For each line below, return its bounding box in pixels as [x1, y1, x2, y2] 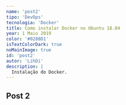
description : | [6, 63, 44, 70]
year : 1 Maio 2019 [6, 31, 51, 37]
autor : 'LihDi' [6, 58, 44, 64]
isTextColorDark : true [6, 42, 62, 48]
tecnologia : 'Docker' [6, 19, 60, 25]
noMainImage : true [6, 47, 51, 53]
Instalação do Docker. [11, 69, 67, 75]
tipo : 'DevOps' [6, 14, 44, 20]
